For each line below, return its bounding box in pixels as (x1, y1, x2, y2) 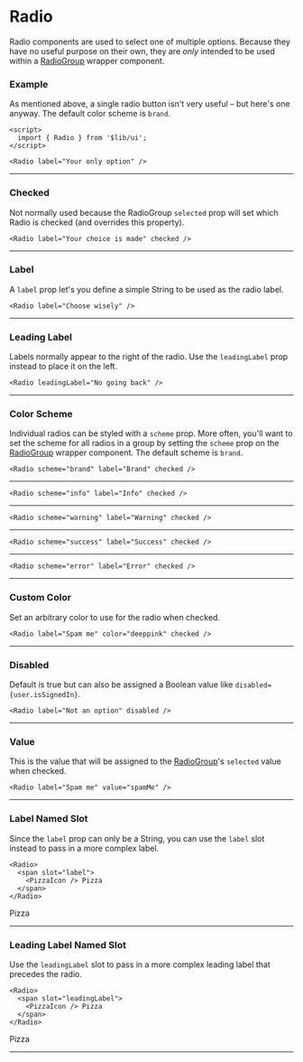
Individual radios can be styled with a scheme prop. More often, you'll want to (9, 428, 293, 439)
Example (9, 78, 49, 90)
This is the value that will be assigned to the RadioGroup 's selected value (9, 756, 281, 767)
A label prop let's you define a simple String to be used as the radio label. (9, 284, 284, 294)
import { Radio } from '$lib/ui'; (17, 134, 147, 143)
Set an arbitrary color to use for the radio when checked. (9, 611, 221, 622)
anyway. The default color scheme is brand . (9, 108, 171, 119)
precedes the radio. (9, 968, 83, 979)
